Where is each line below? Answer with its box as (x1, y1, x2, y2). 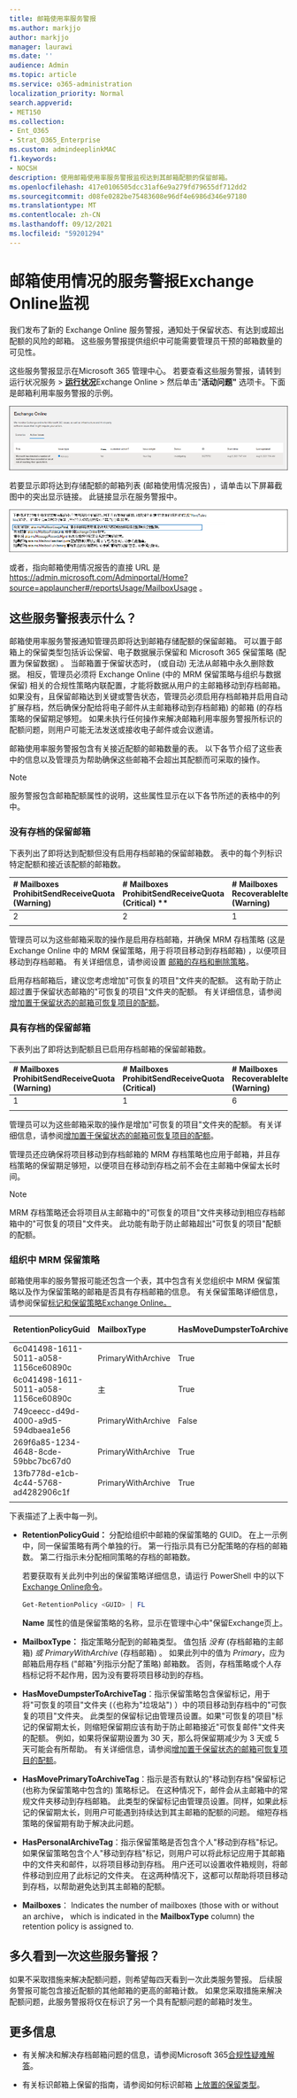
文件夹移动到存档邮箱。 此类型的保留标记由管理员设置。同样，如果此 (29, 1795, 280, 1807)
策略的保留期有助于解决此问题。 (21, 1817, 139, 1829)
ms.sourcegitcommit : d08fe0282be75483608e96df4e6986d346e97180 (9, 191, 247, 201)
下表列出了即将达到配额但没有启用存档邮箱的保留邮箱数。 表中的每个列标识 (9, 847, 283, 859)
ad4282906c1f (12, 1487, 71, 1497)
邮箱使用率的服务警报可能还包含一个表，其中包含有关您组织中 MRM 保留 (9, 1276, 273, 1286)
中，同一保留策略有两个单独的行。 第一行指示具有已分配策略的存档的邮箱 (21, 1540, 288, 1550)
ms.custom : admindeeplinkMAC (9, 145, 117, 154)
